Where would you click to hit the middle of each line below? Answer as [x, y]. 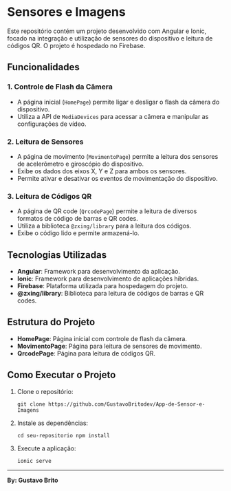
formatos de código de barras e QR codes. [78, 219]
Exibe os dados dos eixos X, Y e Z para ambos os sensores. [102, 171]
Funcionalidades [44, 67]
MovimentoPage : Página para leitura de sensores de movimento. [110, 346]
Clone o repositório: [45, 391]
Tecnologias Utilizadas [57, 255]
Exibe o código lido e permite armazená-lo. [78, 233]
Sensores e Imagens [66, 12]
